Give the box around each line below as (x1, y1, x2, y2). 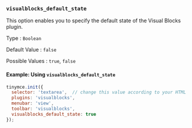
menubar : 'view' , (11, 100, 54, 106)
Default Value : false (6, 46, 57, 53)
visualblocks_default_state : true (11, 111, 96, 117)
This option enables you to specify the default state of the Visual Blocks (6, 17, 181, 24)
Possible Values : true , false (6, 58, 76, 65)
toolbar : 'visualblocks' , (11, 106, 76, 112)
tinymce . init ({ (6, 84, 44, 90)
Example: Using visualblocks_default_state (6, 70, 116, 78)
